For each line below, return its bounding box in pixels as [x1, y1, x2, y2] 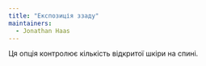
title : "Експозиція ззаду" [8, 11, 99, 20]
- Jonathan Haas [15, 27, 70, 35]
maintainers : [8, 19, 53, 27]
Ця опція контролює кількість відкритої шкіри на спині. [8, 49, 199, 59]
